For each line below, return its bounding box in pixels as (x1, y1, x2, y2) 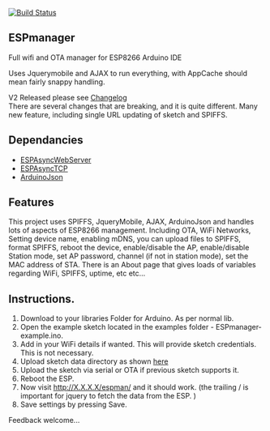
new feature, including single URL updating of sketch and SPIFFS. (8, 109, 229, 119)
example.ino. (19, 331, 63, 340)
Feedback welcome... (8, 416, 80, 425)
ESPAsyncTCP (19, 163, 68, 173)
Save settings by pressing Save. (19, 399, 127, 409)
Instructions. (8, 292, 75, 305)
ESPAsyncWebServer (19, 155, 92, 164)
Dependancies (8, 134, 84, 147)
